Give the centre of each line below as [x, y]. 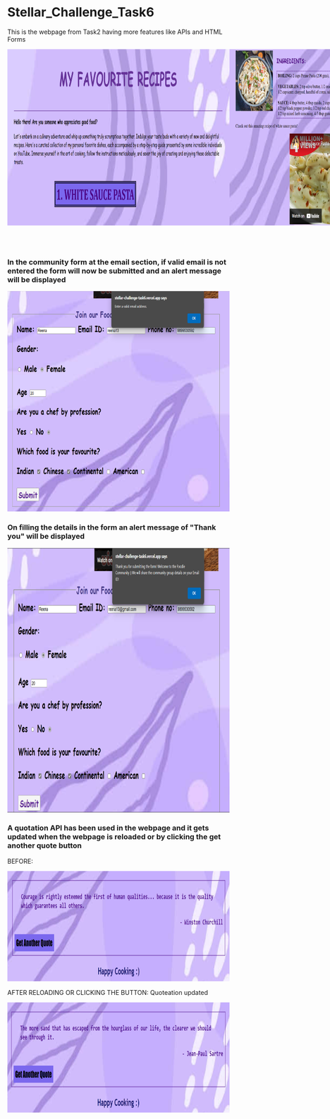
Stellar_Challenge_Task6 [81, 12]
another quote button [45, 845]
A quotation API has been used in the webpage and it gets [108, 828]
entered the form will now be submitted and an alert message [115, 271]
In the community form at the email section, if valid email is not [117, 262]
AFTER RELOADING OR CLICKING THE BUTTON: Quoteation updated [108, 992]
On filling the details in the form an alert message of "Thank [112, 527]
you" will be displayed [46, 537]
